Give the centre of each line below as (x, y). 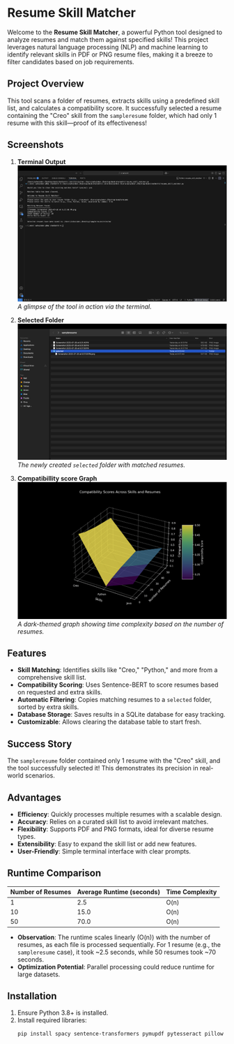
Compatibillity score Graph (57, 478)
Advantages (34, 797)
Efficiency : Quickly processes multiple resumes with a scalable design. (120, 814)
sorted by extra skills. (48, 707)
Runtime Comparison (54, 873)
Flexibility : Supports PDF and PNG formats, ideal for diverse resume (115, 829)
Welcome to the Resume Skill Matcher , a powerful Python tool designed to (115, 32)
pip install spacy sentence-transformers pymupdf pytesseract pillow (120, 1034)
